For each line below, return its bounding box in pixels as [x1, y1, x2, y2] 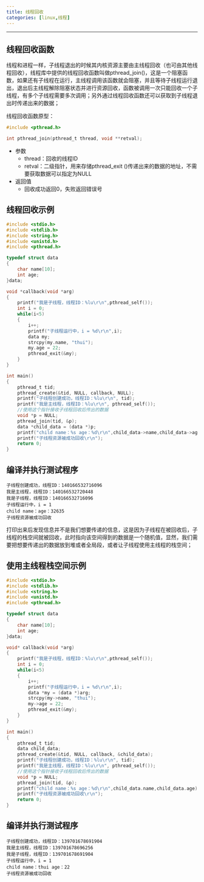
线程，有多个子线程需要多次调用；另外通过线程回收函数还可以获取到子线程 [6, 92, 192, 99]
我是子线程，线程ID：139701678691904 [6, 851, 93, 857]
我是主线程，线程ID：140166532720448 [6, 489, 93, 495]
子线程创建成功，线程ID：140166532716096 [6, 482, 103, 488]
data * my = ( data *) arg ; [28, 689, 91, 696]
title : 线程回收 [6, 9, 44, 15]
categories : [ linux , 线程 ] [6, 15, 70, 21]
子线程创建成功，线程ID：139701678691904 [6, 838, 103, 844]
